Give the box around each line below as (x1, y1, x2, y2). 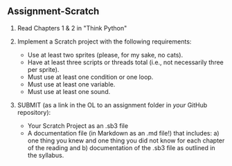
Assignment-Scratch (7, 6, 100, 17)
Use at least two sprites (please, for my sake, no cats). (27, 50, 184, 59)
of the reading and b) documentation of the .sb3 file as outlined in (27, 143, 216, 151)
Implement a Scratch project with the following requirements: (17, 37, 192, 46)
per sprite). (27, 65, 60, 73)
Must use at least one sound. (27, 87, 111, 95)
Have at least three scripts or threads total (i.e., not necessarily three (27, 58, 224, 66)
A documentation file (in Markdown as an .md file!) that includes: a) (27, 129, 220, 137)
